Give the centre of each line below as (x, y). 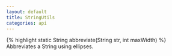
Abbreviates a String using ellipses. (50, 46)
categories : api (26, 23)
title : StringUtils (31, 17)
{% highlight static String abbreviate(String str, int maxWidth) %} (86, 40)
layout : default (26, 12)
